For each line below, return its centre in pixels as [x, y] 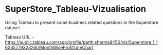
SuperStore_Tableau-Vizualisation [76, 9]
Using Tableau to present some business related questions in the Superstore [82, 22]
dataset [13, 27]
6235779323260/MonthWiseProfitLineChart [49, 47]
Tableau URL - [19, 37]
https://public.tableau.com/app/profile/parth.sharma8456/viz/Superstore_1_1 [81, 42]
